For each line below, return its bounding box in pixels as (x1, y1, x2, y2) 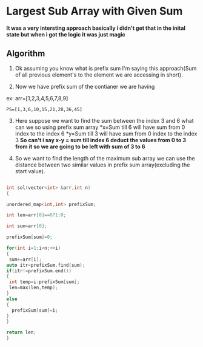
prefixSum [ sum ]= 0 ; (6, 234, 53, 241)
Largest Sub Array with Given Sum (6, 4, 183, 18)
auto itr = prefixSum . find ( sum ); (6, 262, 85, 268)
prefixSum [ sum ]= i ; (12, 307, 59, 314)
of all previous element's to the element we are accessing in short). (15, 71, 183, 78)
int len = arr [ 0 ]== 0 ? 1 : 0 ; (6, 212, 67, 218)
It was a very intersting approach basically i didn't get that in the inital (6, 24, 186, 32)
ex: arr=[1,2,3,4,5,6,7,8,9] (6, 94, 68, 101)
